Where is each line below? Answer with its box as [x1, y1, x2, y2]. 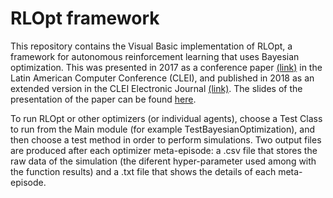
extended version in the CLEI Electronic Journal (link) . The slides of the [10, 82, 303, 94]
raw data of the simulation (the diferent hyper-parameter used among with [10, 155, 317, 167]
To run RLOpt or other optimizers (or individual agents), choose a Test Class [10, 112, 323, 124]
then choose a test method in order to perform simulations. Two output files [10, 133, 322, 146]
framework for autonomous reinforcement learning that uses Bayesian [10, 50, 300, 62]
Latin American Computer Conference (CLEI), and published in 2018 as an [10, 72, 315, 84]
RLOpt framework [10, 7, 160, 30]
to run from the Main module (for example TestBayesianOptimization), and [10, 123, 316, 135]
